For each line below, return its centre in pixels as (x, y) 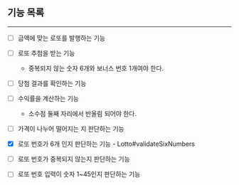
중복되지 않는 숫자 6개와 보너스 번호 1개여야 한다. (96, 68)
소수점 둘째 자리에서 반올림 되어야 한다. (83, 114)
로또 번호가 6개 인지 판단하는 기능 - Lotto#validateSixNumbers (106, 144)
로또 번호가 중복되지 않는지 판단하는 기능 (74, 159)
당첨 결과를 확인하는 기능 (52, 83)
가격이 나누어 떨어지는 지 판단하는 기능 (71, 129)
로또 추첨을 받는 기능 (46, 53)
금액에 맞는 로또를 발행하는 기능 (61, 38)
